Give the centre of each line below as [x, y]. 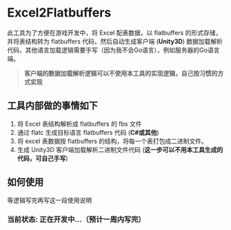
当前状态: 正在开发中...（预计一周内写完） [77, 220]
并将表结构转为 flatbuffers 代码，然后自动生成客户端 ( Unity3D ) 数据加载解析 [115, 41]
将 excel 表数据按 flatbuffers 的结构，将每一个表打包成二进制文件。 [112, 141]
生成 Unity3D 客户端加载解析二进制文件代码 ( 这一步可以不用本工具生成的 [120, 149]
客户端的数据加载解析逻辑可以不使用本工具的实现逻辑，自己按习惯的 [121, 73]
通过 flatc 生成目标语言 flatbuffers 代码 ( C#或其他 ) [88, 132]
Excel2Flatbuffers [59, 13]
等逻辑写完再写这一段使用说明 [49, 200]
